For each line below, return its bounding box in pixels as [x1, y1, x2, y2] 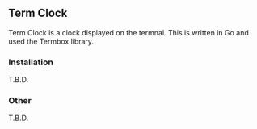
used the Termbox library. [8, 36, 95, 46]
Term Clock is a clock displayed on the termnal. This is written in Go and [8, 27, 249, 37]
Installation [8, 56, 54, 68]
